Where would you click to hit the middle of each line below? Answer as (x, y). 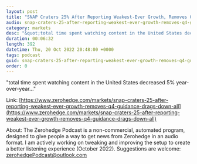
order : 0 (17, 66)
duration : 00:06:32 (30, 39)
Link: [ (14, 100)
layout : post (22, 11)
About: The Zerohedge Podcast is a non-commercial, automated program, (96, 130)
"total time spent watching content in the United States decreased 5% (90, 83)
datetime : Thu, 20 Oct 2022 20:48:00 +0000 (60, 50)
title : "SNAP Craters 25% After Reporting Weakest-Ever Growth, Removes (97, 17)
